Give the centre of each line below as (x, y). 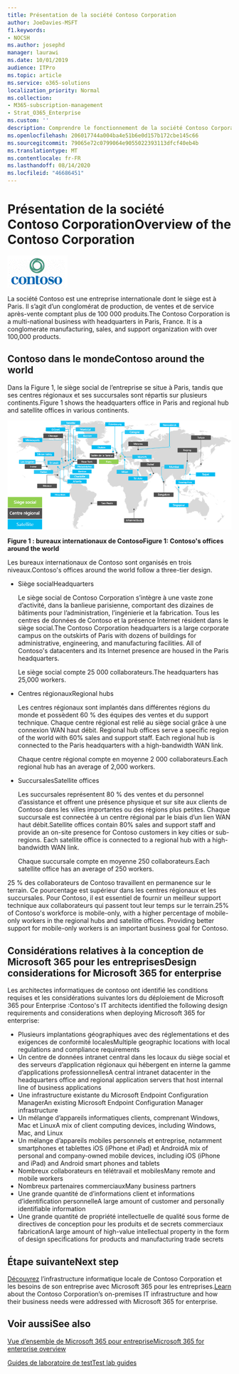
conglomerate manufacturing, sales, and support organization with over (112, 329)
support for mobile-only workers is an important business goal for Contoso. (118, 929)
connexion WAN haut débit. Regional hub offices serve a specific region (123, 730)
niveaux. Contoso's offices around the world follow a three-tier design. (110, 570)
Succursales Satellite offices (58, 781)
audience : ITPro (31, 68)
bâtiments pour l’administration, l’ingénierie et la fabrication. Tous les (118, 613)
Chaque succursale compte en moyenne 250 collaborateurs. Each (113, 862)
